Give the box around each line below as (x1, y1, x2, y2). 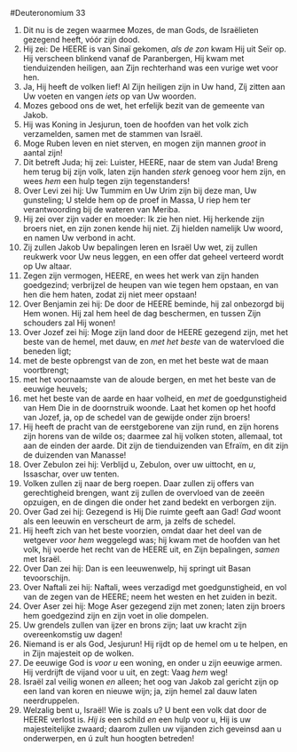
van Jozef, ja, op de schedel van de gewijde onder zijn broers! (22, 412, 251, 422)
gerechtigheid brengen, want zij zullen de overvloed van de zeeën (22, 488, 265, 498)
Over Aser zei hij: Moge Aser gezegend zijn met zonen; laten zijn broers (22, 601, 285, 612)
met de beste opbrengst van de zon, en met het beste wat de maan (22, 356, 269, 365)
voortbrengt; (22, 364, 69, 375)
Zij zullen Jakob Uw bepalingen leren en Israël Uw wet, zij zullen (22, 242, 258, 252)
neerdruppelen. (22, 695, 80, 706)
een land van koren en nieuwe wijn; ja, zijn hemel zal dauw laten (22, 686, 258, 696)
